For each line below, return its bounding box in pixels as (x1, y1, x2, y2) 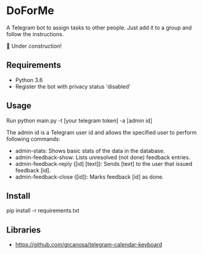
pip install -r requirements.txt (6, 207, 79, 214)
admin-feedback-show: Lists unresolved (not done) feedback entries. (15, 154, 191, 161)
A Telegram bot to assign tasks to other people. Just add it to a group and (6, 24, 192, 31)
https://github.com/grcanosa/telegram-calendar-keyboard (15, 241, 163, 248)
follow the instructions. (6, 30, 64, 37)
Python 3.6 (15, 76, 43, 83)
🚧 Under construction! (6, 42, 62, 50)
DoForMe (6, 4, 54, 18)
